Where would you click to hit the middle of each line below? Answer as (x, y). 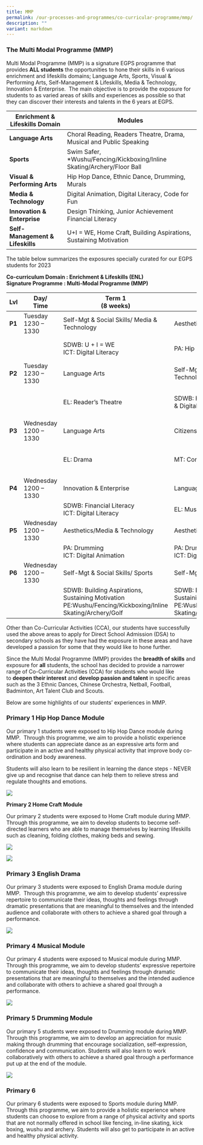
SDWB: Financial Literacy (99, 505)
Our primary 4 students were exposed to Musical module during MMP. (94, 959)
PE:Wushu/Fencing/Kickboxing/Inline (116, 605)
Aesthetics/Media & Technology (108, 531)
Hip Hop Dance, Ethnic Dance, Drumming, (126, 176)
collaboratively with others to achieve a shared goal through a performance (100, 1057)
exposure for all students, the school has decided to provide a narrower (95, 665)
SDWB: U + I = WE (89, 344)
